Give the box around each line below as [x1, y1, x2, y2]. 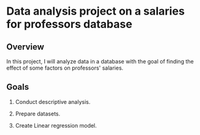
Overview [6, 42, 45, 52]
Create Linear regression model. [15, 122, 97, 129]
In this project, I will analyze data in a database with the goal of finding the [6, 58, 194, 65]
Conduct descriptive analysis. [15, 98, 91, 105]
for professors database [6, 17, 133, 31]
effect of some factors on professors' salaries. [6, 64, 124, 71]
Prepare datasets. [15, 110, 61, 117]
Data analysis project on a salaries [6, 4, 185, 18]
